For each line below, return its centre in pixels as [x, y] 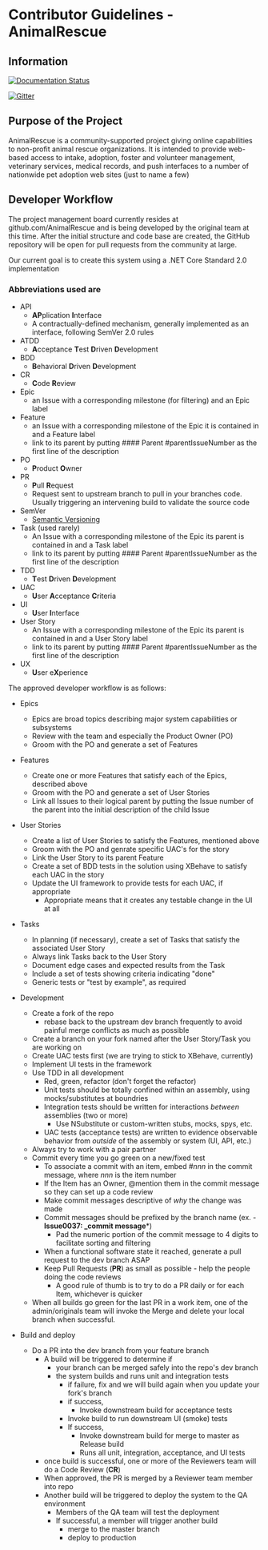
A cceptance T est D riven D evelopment [95, 349]
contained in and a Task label [80, 544]
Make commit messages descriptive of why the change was [143, 1200]
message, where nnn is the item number [110, 1175]
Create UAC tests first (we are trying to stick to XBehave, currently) [142, 1055]
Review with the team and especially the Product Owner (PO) [132, 736]
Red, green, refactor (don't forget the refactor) [120, 1081]
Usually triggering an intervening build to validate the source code [141, 502]
